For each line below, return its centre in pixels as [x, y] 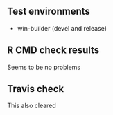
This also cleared [32, 106]
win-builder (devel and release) [62, 28]
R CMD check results [53, 51]
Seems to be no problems [44, 67]
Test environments [49, 11]
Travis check [36, 89]
